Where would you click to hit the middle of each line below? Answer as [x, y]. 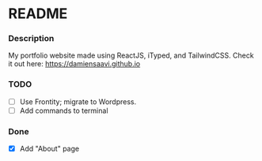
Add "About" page [49, 149]
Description [31, 39]
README [38, 14]
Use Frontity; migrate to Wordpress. [78, 101]
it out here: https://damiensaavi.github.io [74, 64]
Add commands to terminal [64, 110]
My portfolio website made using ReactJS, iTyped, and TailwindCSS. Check [131, 55]
